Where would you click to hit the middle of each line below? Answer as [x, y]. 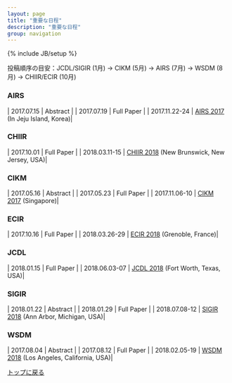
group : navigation [34, 34]
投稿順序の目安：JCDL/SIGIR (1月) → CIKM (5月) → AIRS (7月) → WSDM [111, 68]
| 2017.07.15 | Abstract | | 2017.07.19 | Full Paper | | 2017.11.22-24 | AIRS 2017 [116, 111]
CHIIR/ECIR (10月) [51, 77]
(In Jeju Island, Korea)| [40, 118]
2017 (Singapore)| [33, 201]
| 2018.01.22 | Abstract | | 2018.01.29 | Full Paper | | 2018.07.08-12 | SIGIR [113, 309]
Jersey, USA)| [27, 159]
